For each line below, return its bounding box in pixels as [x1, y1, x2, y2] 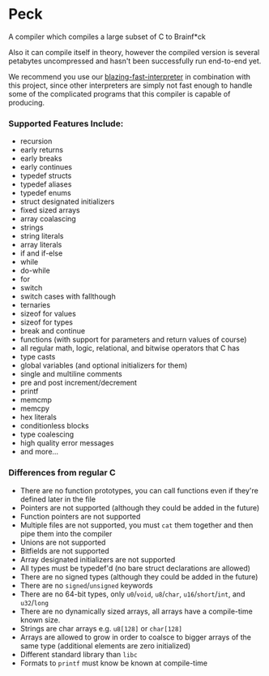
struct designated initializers [19, 196, 115, 207]
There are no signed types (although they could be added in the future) [19, 571, 258, 581]
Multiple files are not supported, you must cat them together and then [19, 520, 254, 530]
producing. [8, 97, 45, 107]
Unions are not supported [19, 537, 106, 547]
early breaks [19, 153, 62, 163]
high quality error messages [19, 438, 114, 448]
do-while [19, 265, 50, 276]
